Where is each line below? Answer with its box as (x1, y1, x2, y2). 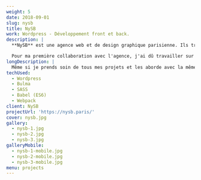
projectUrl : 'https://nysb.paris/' (6, 109, 95, 115)
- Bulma (11, 81, 31, 87)
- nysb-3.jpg (11, 137, 44, 143)
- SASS (11, 86, 28, 93)
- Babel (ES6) (11, 92, 47, 98)
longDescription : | (6, 58, 55, 65)
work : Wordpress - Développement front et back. (6, 31, 130, 37)
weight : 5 (6, 8, 31, 15)
